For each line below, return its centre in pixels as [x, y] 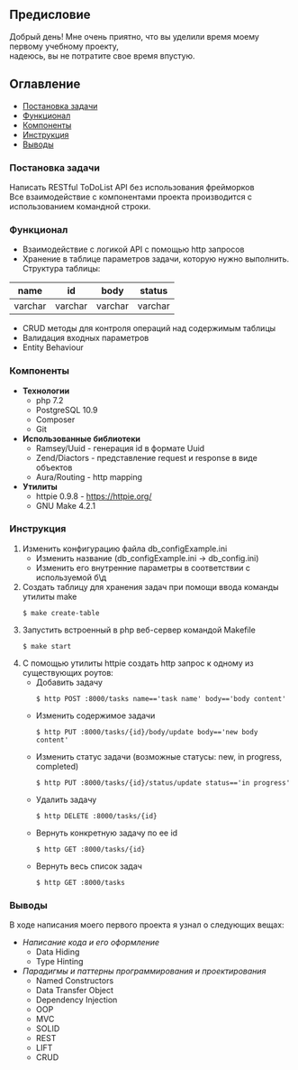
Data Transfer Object [75, 991]
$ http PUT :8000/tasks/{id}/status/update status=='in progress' [163, 783]
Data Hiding [58, 952]
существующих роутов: [68, 672]
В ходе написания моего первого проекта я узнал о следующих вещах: [147, 925]
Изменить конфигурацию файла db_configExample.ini [125, 549]
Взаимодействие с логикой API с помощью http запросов [133, 249]
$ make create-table [61, 613]
